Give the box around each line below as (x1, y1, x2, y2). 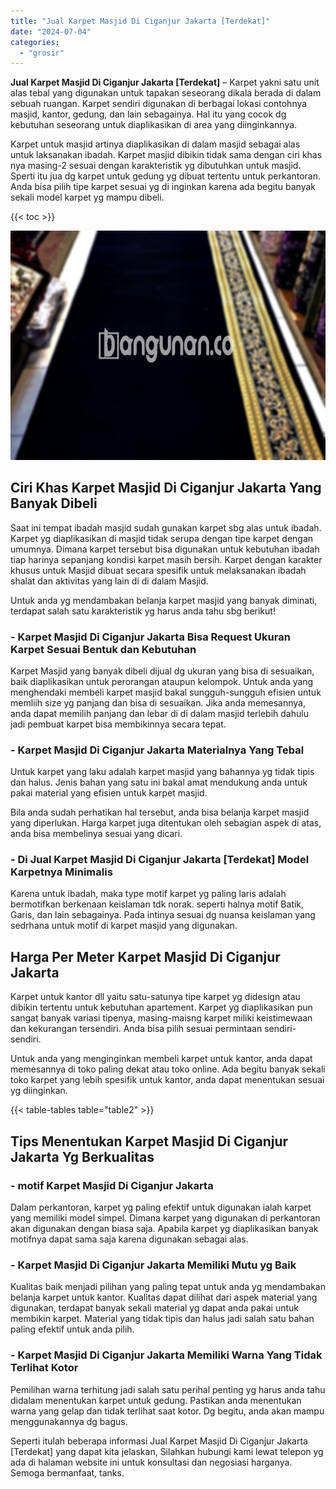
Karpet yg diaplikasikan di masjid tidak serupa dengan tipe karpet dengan (10, 532, 314, 544)
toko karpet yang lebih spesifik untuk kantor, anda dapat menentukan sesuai (10, 1074, 325, 1086)
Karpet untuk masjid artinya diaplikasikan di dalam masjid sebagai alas (10, 138, 301, 150)
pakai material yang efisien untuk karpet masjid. (10, 787, 208, 799)
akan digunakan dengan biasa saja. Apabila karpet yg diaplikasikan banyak (10, 1222, 319, 1234)
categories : (10, 37, 60, 47)
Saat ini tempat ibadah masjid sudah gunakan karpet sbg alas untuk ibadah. (10, 521, 322, 534)
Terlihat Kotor (10, 1361, 79, 1375)
